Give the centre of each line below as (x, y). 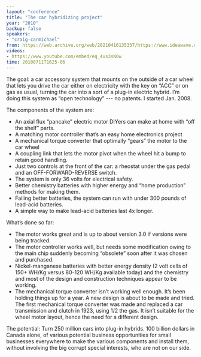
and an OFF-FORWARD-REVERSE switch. (66, 172)
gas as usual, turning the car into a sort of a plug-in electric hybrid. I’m (93, 92)
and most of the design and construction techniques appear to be (96, 278)
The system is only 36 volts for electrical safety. (74, 179)
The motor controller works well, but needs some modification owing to (103, 247)
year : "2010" (22, 23)
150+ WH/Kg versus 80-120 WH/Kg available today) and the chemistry (102, 272)
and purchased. (34, 259)
